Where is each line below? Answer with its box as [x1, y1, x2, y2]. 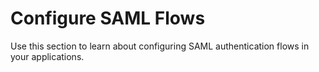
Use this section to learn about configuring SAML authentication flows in [10, 40, 310, 52]
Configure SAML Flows [10, 7, 206, 30]
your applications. [10, 50, 85, 62]
